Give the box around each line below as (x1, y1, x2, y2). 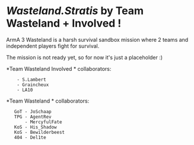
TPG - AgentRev (14, 114, 52, 120)
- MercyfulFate (24, 119, 62, 125)
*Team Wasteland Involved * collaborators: (6, 65, 112, 72)
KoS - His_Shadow (14, 124, 58, 130)
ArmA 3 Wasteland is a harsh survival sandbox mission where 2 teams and (6, 36, 189, 43)
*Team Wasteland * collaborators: (6, 97, 90, 104)
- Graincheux (17, 81, 49, 88)
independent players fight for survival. (6, 42, 100, 50)
